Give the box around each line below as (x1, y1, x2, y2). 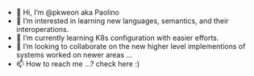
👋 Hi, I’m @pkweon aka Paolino (15, 8, 119, 17)
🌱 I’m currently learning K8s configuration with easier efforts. (15, 33, 219, 42)
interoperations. (15, 25, 69, 34)
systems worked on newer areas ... (15, 50, 133, 59)
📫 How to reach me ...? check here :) (15, 59, 140, 68)
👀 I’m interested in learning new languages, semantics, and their (15, 16, 229, 26)
